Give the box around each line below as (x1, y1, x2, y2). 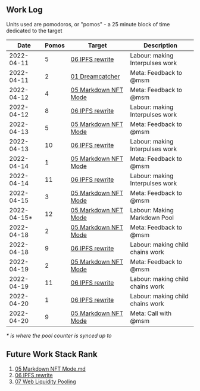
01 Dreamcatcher (70, 72, 120, 80)
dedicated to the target (6, 27, 62, 34)
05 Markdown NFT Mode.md (14, 365, 86, 372)
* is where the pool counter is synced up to (6, 332, 112, 339)
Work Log (6, 5, 43, 15)
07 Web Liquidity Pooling (14, 378, 76, 385)
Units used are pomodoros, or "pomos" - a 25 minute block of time (6, 20, 170, 28)
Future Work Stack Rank (6, 349, 98, 359)
